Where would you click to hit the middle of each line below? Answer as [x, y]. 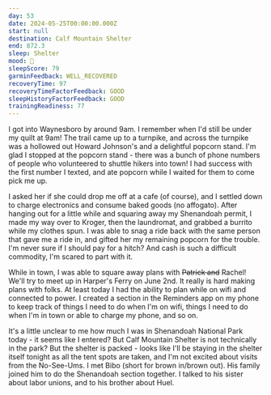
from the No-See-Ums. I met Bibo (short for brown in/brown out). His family [134, 366]
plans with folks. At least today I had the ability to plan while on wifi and [127, 290]
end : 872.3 [27, 46]
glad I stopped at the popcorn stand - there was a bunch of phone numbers [134, 155]
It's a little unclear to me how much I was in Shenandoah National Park [126, 331]
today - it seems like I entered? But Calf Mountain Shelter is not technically [133, 340]
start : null [28, 31]
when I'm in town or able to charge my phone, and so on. [103, 316]
